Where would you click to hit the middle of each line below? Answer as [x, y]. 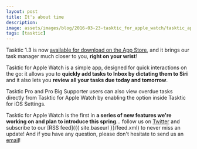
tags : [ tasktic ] [26, 33]
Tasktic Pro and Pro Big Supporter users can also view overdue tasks [89, 92]
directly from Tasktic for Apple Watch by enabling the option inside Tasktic [96, 98]
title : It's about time [35, 17]
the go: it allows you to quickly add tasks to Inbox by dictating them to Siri [97, 74]
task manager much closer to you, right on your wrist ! [72, 56]
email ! [13, 140]
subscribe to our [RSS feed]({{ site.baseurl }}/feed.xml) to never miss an [93, 128]
